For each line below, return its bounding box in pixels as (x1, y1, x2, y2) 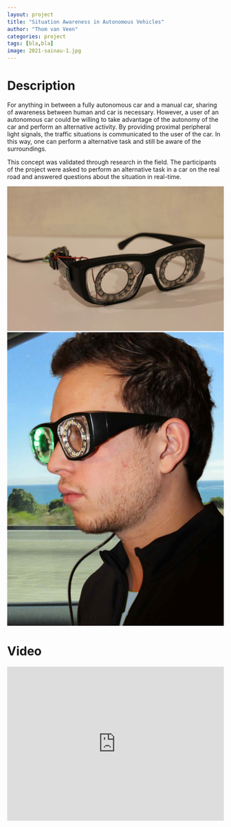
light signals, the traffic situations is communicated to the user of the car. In (7, 129, 221, 138)
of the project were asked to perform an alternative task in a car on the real (7, 165, 220, 174)
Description (7, 78, 76, 94)
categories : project (7, 33, 67, 40)
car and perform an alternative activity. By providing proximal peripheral (7, 123, 211, 131)
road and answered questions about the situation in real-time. (7, 172, 182, 180)
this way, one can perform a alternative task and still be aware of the (7, 137, 201, 145)
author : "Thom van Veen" (7, 25, 78, 32)
